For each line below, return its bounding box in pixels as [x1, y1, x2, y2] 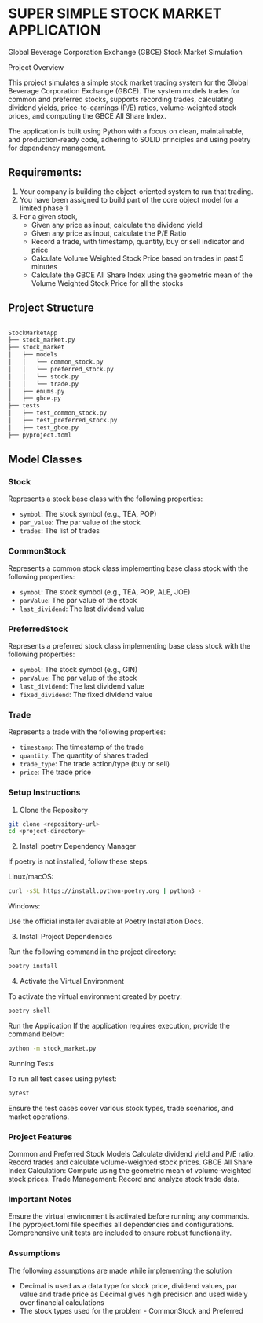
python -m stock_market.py [8, 1044, 97, 1052]
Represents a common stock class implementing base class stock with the [8, 563, 249, 573]
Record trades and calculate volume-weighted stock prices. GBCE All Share [8, 1157, 253, 1167]
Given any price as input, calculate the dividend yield [31, 220, 203, 229]
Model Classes [8, 453, 82, 466]
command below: [8, 1029, 64, 1039]
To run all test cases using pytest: [8, 1073, 117, 1084]
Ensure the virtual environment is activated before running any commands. [8, 1212, 250, 1221]
